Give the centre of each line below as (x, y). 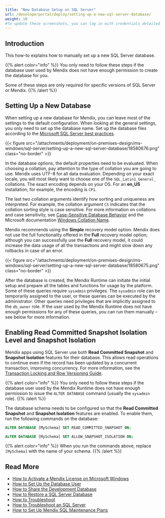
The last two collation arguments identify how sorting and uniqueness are (80, 199)
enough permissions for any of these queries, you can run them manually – (81, 311)
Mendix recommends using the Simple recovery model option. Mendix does (82, 229)
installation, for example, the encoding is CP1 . (51, 189)
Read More (22, 467)
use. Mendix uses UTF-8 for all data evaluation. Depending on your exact (80, 173)
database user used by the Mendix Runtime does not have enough (73, 388)
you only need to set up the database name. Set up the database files (76, 128)
